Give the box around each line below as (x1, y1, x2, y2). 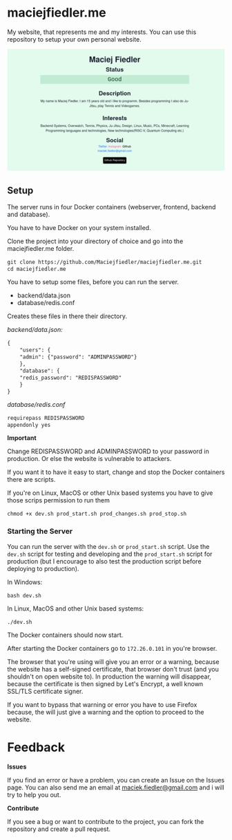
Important (7, 434, 37, 442)
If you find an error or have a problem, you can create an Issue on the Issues (7, 776, 225, 784)
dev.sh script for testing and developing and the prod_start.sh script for (7, 550, 213, 558)
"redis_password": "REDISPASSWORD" (19, 374, 122, 382)
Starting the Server (7, 527, 73, 536)
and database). (7, 210, 50, 219)
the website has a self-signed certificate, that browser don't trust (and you (7, 665, 219, 673)
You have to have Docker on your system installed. (7, 224, 151, 232)
